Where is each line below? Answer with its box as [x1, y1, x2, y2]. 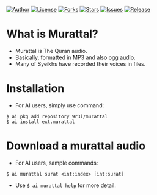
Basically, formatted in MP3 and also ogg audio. [15, 54, 136, 61]
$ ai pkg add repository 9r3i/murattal [6, 113, 108, 119]
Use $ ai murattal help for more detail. [15, 182, 116, 189]
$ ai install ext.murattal [6, 119, 75, 125]
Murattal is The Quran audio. [15, 47, 87, 54]
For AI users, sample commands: [15, 159, 98, 166]
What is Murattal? [6, 27, 99, 41]
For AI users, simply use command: [15, 101, 104, 109]
